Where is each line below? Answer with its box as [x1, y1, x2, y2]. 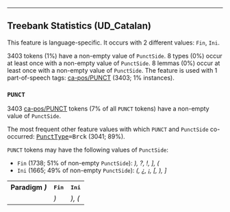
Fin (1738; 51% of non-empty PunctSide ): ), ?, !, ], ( [16, 159, 159, 167]
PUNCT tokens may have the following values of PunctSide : [7, 145, 169, 154]
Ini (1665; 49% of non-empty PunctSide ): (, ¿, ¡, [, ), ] [16, 166, 167, 175]
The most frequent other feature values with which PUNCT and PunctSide [7, 125, 209, 134]
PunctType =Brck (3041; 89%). [36, 132, 125, 141]
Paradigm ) [10, 182, 47, 192]
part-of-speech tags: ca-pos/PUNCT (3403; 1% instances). [7, 73, 175, 82]
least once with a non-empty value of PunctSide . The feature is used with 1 [7, 66, 218, 74]
